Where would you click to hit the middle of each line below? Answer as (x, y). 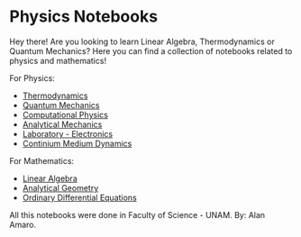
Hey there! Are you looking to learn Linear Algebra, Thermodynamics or (142, 41)
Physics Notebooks (84, 17)
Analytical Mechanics (62, 124)
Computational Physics (65, 114)
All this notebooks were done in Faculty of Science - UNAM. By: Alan (137, 214)
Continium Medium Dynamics (77, 143)
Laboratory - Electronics (68, 133)
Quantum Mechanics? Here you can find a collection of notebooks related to (151, 50)
